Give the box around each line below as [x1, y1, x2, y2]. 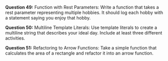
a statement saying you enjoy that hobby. [5, 15, 91, 20]
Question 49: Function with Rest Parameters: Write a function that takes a [5, 4, 159, 10]
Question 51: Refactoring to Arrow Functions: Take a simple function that [5, 45, 157, 50]
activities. [5, 35, 25, 41]
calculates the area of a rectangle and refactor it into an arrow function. [5, 50, 154, 56]
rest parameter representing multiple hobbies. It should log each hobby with [5, 9, 163, 15]
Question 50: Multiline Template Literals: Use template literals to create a [5, 24, 157, 30]
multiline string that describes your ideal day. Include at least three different [5, 30, 162, 35]
